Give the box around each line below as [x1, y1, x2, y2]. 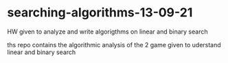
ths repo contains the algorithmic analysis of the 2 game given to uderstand [7, 40, 221, 49]
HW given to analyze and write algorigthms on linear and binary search [7, 27, 208, 36]
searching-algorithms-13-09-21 [7, 5, 193, 21]
